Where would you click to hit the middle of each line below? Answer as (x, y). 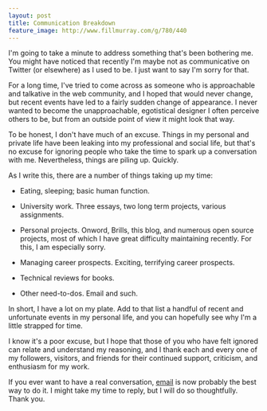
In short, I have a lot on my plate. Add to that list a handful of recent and (126, 309)
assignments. (42, 215)
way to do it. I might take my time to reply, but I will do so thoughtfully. (123, 390)
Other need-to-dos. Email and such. (79, 294)
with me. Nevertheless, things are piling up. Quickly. (94, 160)
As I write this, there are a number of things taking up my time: (111, 175)
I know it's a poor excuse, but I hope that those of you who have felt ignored (133, 341)
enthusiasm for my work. (49, 366)
